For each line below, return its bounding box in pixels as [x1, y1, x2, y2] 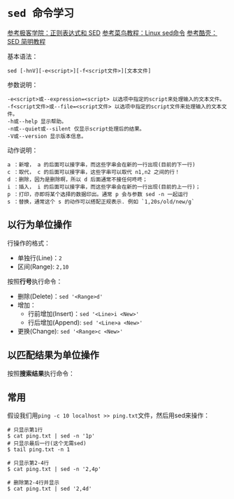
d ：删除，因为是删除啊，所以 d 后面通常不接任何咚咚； [7, 176, 148, 183]
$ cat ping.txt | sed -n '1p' [7, 433, 96, 440]
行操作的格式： [7, 239, 50, 247]
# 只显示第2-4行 [7, 460, 50, 467]
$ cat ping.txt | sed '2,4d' [7, 486, 92, 493]
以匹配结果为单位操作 [7, 350, 99, 362]
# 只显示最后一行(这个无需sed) [7, 440, 87, 447]
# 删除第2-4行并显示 [7, 479, 60, 486]
